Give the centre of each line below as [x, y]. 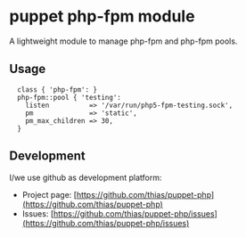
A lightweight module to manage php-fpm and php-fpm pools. [123, 41]
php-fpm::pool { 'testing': [70, 97]
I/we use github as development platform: [86, 177]
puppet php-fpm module [102, 16]
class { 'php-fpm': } [57, 90]
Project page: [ [49, 194]
